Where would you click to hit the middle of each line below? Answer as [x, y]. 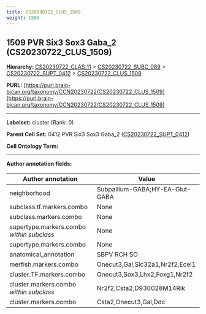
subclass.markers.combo [46, 217]
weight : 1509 [23, 18]
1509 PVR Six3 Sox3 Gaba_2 [61, 43]
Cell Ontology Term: [32, 146]
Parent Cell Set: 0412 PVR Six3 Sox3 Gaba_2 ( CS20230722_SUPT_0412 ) [98, 134]
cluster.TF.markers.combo [48, 275]
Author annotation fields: [39, 164]
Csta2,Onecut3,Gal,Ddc [131, 302]
